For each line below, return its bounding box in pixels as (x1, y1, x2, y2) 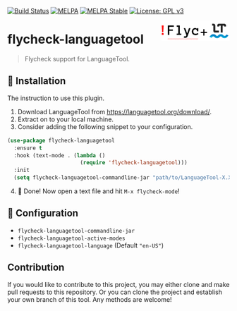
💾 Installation (7, 75, 66, 87)
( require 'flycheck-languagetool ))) (80, 159, 188, 166)
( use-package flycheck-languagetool (7, 137, 115, 144)
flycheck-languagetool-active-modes (17, 235, 126, 242)
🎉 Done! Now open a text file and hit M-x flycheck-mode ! (17, 187, 180, 195)
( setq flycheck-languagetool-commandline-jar (13, 174, 150, 181)
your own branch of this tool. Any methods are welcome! (7, 295, 172, 303)
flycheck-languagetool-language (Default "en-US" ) (17, 240, 164, 250)
